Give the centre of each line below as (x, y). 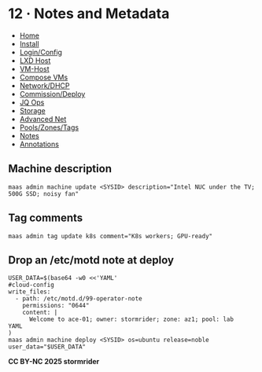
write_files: (30, 292)
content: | (40, 313)
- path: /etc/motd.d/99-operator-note (79, 299)
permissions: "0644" (56, 306)
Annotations (39, 144)
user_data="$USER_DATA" (47, 347)
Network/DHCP (44, 85)
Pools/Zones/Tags (49, 127)
